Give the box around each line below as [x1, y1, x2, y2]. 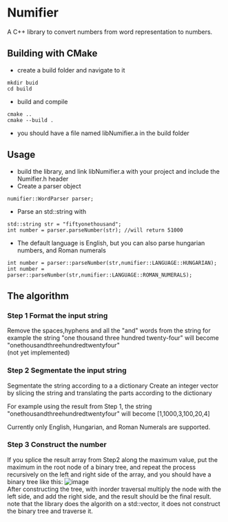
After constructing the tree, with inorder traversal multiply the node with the [7, 485, 222, 493]
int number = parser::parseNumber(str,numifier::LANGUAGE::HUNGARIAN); [7, 259, 217, 266]
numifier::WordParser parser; [7, 195, 94, 202]
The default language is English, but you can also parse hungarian [17, 239, 205, 247]
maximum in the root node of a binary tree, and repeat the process [7, 463, 196, 471]
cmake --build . [7, 117, 54, 123]
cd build [7, 85, 32, 92]
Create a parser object [17, 181, 81, 190]
